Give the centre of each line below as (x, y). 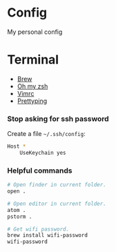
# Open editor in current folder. (57, 204)
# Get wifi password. (38, 229)
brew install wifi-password (48, 235)
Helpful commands (40, 171)
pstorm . (20, 216)
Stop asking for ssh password (58, 119)
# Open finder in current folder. (57, 185)
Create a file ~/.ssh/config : (46, 134)
